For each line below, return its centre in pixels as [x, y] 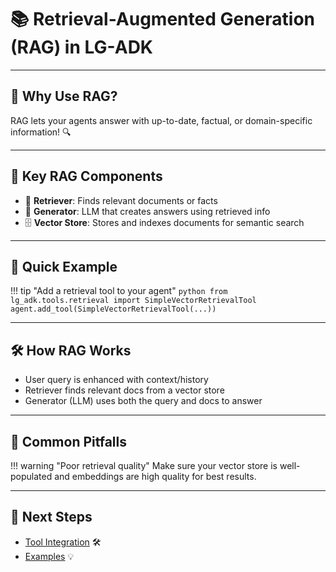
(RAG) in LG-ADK [81, 47]
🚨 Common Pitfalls [69, 441]
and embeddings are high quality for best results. [155, 476]
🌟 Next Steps [51, 517]
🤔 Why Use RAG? [64, 96]
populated [31, 476]
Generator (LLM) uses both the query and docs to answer [143, 401]
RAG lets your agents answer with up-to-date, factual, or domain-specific [161, 120]
